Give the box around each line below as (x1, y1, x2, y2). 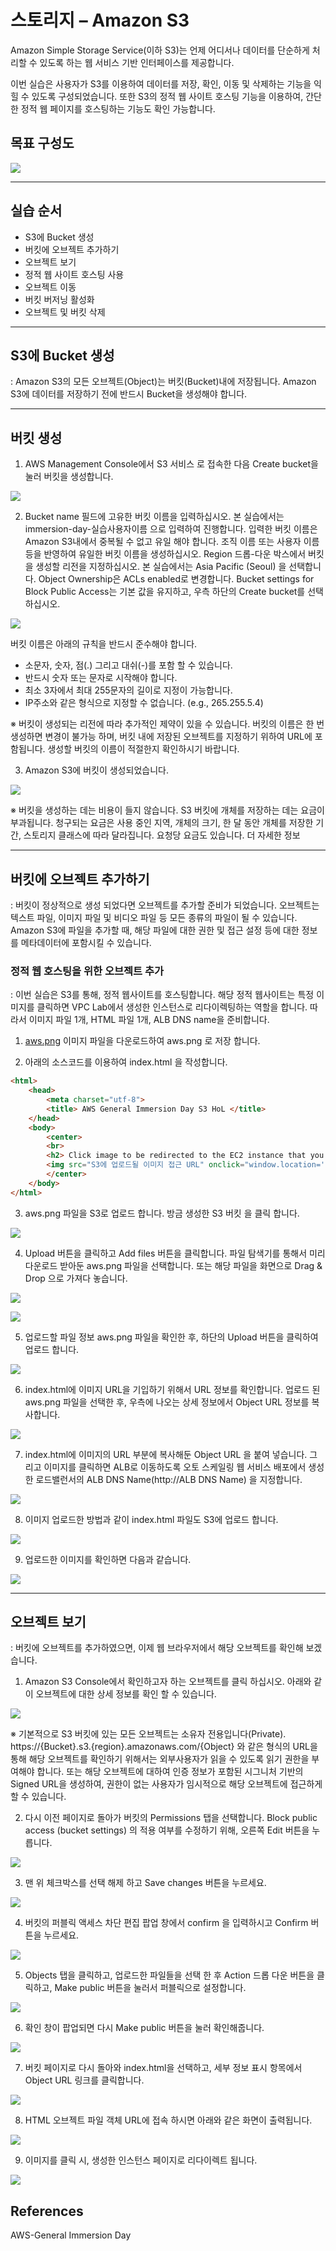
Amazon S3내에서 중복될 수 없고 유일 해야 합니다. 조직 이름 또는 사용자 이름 (24, 536, 320, 548)
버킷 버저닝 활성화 (24, 293, 95, 305)
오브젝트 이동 (24, 281, 77, 293)
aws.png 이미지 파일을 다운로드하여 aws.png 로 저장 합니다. (24, 1035, 261, 1047)
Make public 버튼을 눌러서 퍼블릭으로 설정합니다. (54, 1982, 247, 1994)
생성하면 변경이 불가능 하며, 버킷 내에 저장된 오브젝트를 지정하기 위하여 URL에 (10, 731, 313, 743)
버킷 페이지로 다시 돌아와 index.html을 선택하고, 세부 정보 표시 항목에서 (24, 2062, 303, 2074)
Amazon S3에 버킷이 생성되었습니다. (24, 764, 169, 776)
